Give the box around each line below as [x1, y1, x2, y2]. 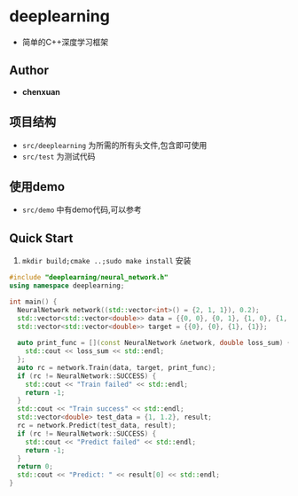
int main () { [9, 297, 58, 306]
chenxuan [21, 86, 60, 97]
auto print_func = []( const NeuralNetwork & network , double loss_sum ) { [17, 339, 292, 348]
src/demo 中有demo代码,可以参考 [21, 204, 142, 215]
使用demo [9, 179, 65, 194]
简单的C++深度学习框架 [21, 36, 109, 47]
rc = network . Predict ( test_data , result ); [17, 421, 176, 430]
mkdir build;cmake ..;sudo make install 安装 [21, 256, 192, 266]
